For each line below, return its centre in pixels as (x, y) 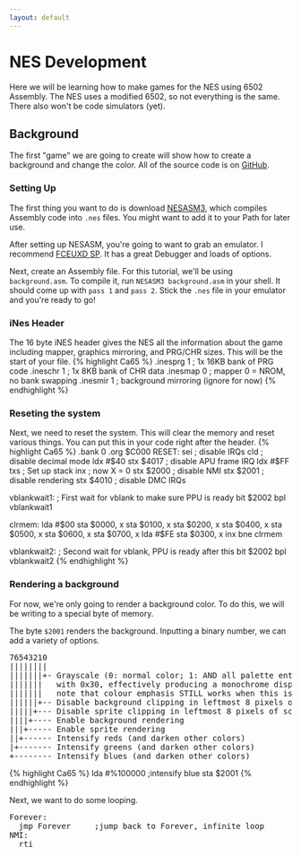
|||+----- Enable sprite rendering (87, 729)
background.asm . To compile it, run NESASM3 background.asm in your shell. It (145, 281)
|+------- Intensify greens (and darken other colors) (132, 747)
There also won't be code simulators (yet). (87, 106)
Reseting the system (55, 413)
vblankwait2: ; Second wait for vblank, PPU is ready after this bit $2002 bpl (148, 551)
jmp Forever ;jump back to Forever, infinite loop (142, 826)
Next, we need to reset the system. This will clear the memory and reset (142, 433)
